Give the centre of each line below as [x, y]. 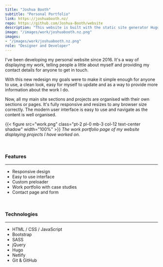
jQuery [19, 245]
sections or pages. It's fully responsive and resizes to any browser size [76, 104]
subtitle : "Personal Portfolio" [38, 14]
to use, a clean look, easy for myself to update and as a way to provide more [81, 84]
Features [16, 156]
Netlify [19, 255]
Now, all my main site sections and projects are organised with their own [77, 99]
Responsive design [31, 171]
